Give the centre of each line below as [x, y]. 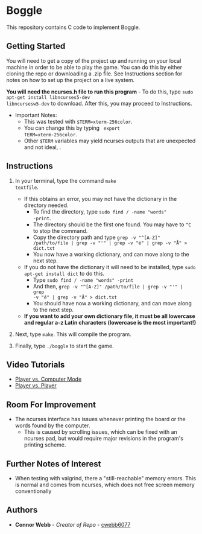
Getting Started [36, 46]
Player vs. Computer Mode [48, 379]
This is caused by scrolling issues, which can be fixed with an [101, 432]
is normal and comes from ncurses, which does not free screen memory [105, 485]
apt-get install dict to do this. [64, 273]
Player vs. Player [36, 386]
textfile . [27, 187]
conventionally [33, 491]
